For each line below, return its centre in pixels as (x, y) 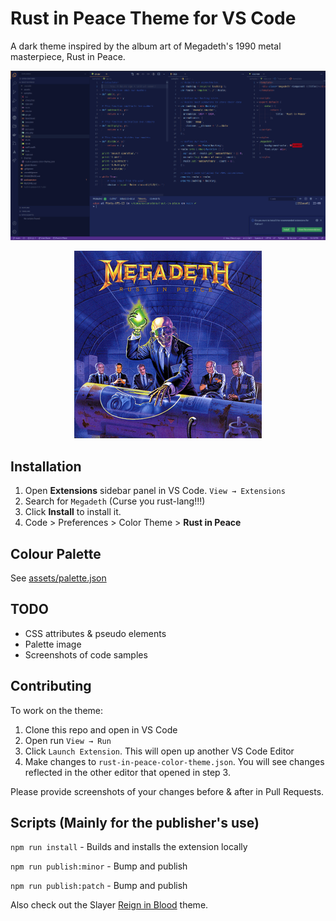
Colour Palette (56, 553)
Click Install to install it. (73, 512)
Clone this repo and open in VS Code (101, 729)
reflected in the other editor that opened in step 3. (127, 772)
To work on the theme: (57, 710)
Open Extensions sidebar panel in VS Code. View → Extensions (155, 491)
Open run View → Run (68, 740)
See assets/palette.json (58, 578)
